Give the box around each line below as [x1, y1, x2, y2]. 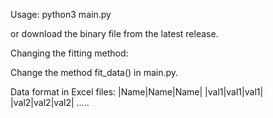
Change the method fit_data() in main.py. [10, 67, 179, 78]
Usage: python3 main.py [10, 9, 112, 20]
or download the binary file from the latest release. [10, 28, 219, 39]
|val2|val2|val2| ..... [10, 97, 90, 108]
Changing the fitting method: [10, 47, 129, 59]
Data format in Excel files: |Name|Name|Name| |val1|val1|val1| [10, 86, 264, 98]
